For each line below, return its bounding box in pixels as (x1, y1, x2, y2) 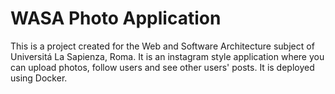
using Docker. (10, 72, 68, 84)
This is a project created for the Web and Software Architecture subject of (10, 40, 315, 52)
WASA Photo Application (10, 7, 222, 30)
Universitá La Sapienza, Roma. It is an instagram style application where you (10, 50, 325, 62)
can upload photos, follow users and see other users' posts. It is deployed (10, 61, 315, 73)
